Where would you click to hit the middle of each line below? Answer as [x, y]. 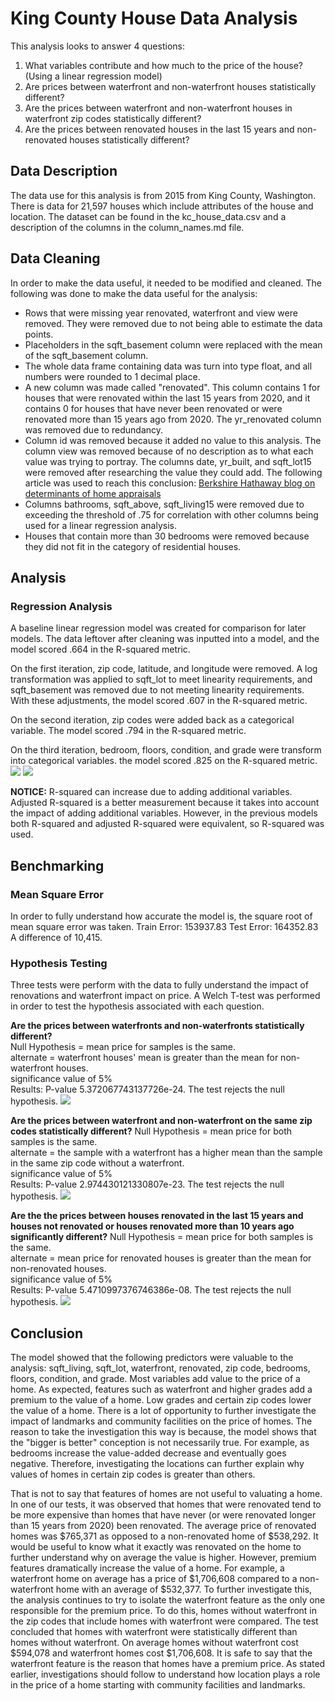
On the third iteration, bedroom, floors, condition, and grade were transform [166, 750]
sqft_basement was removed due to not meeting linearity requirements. [157, 690]
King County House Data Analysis [154, 18]
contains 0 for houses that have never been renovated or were [153, 408]
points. [39, 334]
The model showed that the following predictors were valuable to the [152, 1358]
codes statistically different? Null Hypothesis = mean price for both [151, 1131]
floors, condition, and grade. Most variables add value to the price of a [155, 1379]
